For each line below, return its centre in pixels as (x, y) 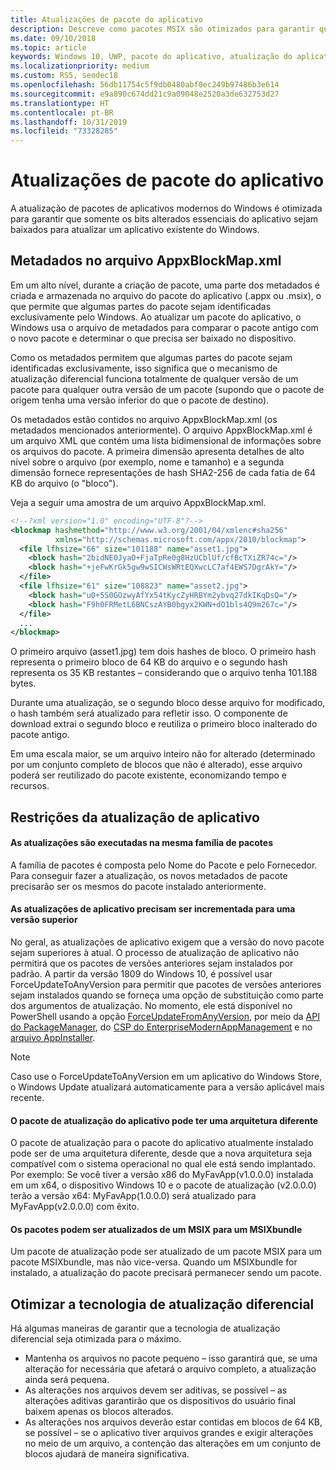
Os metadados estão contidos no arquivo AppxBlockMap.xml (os (144, 419)
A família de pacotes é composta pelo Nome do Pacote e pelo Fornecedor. (164, 865)
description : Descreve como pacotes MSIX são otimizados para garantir (162, 29)
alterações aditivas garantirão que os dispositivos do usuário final (160, 1401)
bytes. (23, 683)
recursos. (30, 786)
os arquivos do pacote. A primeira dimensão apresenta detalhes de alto (157, 451)
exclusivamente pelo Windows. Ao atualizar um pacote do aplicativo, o (156, 317)
